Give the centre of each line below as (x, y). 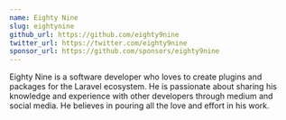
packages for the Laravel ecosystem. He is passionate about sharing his (143, 87)
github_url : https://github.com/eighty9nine (94, 34)
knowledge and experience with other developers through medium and (141, 97)
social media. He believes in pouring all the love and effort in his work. (139, 106)
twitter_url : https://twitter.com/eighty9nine (98, 43)
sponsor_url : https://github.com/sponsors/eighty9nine (115, 51)
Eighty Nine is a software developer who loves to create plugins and (136, 77)
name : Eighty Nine (44, 18)
